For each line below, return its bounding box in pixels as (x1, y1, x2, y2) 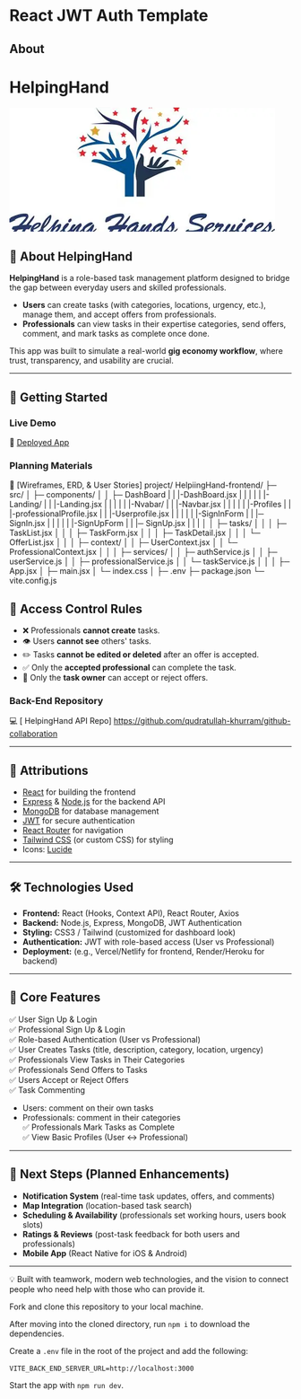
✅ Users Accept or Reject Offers (9, 1074, 129, 1085)
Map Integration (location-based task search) (21, 1200, 193, 1210)
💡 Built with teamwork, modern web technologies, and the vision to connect (9, 1273, 289, 1284)
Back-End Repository (9, 695, 104, 708)
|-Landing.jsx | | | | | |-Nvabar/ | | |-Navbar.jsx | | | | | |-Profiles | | (53, 499, 291, 510)
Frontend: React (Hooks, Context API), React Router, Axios (21, 908, 240, 919)
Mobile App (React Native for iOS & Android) (21, 1247, 188, 1258)
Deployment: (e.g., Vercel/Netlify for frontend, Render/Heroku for (21, 946, 265, 957)
